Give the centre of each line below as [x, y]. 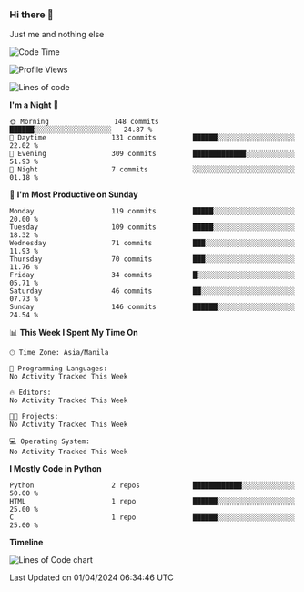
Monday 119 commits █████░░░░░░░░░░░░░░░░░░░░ [152, 212]
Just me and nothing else [57, 35]
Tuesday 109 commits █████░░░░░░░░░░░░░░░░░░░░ [152, 227]
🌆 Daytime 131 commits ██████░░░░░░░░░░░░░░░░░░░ [152, 138]
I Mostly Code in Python [56, 469]
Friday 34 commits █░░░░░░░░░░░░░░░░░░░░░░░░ [152, 275]
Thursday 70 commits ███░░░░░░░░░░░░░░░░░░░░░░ [152, 259]
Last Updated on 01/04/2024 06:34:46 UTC [92, 577]
